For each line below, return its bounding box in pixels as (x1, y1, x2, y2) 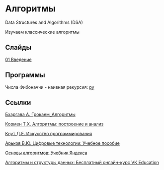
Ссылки (5, 98, 31, 107)
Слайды (5, 43, 32, 52)
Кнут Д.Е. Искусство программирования (5, 131, 92, 137)
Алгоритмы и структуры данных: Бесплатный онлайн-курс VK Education (5, 160, 159, 166)
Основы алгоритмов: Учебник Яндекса (5, 150, 88, 156)
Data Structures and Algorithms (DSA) (5, 19, 83, 25)
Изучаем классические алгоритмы (5, 29, 80, 35)
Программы (5, 71, 46, 79)
